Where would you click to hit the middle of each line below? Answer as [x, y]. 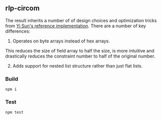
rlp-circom [23, 8]
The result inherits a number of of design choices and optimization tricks [81, 20]
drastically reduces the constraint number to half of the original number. [80, 56]
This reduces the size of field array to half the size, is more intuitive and [80, 50]
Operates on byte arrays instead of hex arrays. [61, 41]
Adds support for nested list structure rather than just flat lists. [77, 66]
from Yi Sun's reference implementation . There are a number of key [76, 26]
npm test [14, 112]
